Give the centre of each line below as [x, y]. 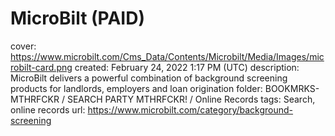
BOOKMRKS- [292, 88]
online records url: [48, 109]
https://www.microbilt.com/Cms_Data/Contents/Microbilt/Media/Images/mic [167, 56]
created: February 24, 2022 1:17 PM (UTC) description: [187, 67]
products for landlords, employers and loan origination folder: [136, 88]
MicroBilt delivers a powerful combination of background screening [149, 78]
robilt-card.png [41, 67]
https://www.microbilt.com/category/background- [190, 109]
